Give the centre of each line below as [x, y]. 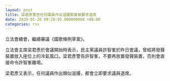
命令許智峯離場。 [27, 63]
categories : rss [22, 24]
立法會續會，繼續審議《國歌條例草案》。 [46, 39]
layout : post [19, 10]
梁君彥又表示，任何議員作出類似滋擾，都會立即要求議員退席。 [70, 73]
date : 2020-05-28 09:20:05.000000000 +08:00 [53, 19]
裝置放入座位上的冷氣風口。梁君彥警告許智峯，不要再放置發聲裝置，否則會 [83, 56]
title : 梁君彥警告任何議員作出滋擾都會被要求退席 [51, 15]
